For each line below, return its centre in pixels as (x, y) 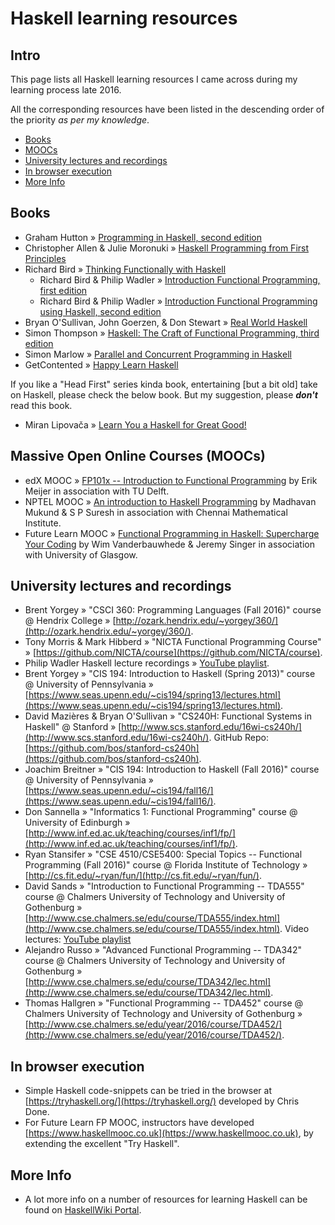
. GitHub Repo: (239, 738)
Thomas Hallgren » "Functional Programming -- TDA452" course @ (164, 1003)
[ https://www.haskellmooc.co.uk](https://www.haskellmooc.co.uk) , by (169, 1133)
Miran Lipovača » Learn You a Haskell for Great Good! (135, 424)
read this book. (41, 405)
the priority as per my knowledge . (80, 120)
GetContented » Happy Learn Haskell (101, 364)
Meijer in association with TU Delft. (97, 491)
